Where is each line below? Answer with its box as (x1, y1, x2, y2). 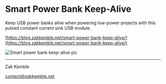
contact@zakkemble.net (5, 73, 55, 79)
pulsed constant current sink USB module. (5, 25, 91, 31)
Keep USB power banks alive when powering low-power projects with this (5, 20, 156, 26)
